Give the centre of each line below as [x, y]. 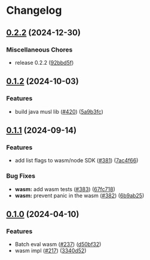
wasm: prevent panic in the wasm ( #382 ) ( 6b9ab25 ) [79, 195]
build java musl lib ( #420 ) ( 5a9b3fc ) [59, 111]
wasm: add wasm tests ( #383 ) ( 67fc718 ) [65, 189]
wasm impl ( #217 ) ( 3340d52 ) [50, 251]
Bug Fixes [21, 176]
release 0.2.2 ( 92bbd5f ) [44, 62]
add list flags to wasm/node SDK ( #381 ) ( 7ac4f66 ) [76, 161]
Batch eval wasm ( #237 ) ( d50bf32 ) [58, 244]
